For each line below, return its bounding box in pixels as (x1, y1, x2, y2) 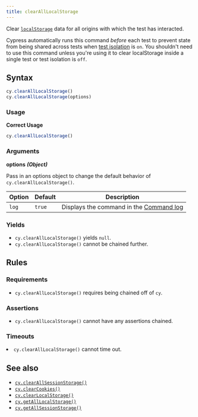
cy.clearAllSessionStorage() (14, 380, 87, 386)
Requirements (6, 275, 48, 284)
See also (6, 363, 39, 373)
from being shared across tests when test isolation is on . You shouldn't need (6, 43, 193, 50)
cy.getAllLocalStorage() (14, 399, 77, 405)
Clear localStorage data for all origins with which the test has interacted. (6, 25, 184, 32)
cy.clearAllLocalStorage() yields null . (14, 234, 112, 241)
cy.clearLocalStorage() (14, 393, 74, 399)
